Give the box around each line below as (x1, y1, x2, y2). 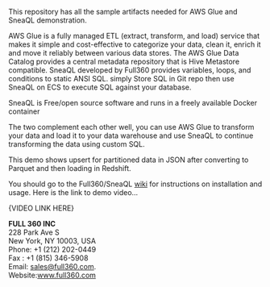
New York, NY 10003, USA (8, 236, 97, 245)
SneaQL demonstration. (8, 15, 87, 25)
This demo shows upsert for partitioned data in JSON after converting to (8, 155, 249, 164)
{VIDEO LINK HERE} (8, 203, 75, 213)
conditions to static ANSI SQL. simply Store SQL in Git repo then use (8, 74, 235, 83)
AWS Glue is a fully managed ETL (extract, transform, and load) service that (8, 31, 260, 40)
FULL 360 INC (8, 219, 56, 228)
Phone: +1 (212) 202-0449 (8, 245, 97, 254)
